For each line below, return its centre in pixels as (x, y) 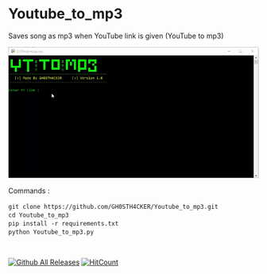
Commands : (29, 191)
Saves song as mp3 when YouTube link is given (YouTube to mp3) (116, 36)
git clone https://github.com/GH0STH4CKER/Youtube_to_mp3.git (113, 207)
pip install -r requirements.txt (64, 224)
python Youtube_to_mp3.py (51, 232)
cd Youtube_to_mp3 (39, 215)
